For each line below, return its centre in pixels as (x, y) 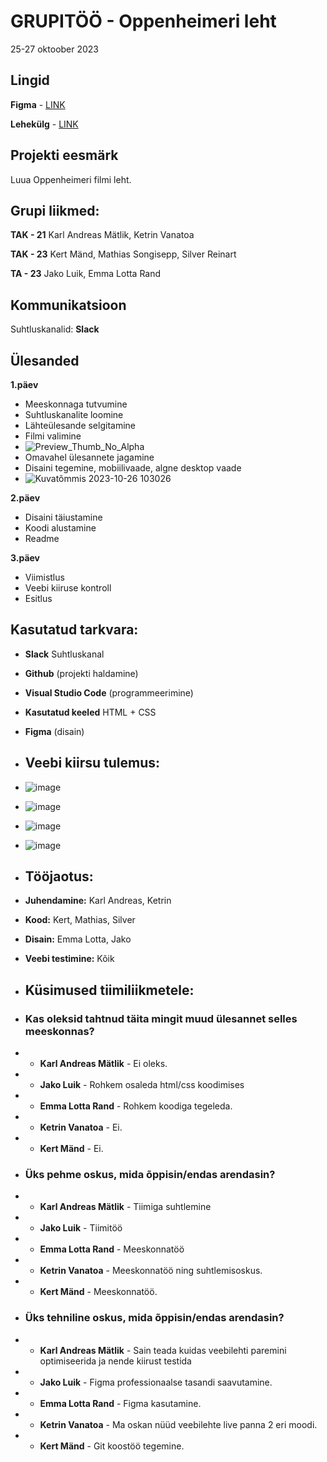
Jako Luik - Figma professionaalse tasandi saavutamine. (156, 1382)
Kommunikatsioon (68, 305)
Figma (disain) (54, 731)
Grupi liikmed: (55, 210)
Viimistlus (44, 577)
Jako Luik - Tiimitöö (81, 1228)
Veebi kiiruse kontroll (68, 588)
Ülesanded (45, 360)
